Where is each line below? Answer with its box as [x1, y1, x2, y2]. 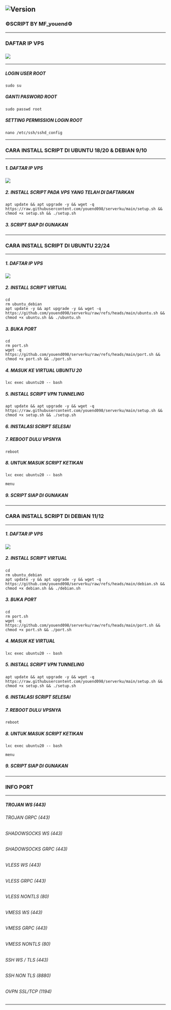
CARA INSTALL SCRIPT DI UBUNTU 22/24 [5, 242, 110, 249]
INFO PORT [5, 783, 34, 790]
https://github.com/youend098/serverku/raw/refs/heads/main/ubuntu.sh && [5, 310, 165, 316]
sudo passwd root [5, 107, 42, 112]
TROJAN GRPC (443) [5, 814, 50, 821]
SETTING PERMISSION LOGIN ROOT [5, 117, 83, 123]
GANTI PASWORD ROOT [5, 94, 58, 100]
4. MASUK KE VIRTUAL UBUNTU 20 [5, 367, 82, 373]
